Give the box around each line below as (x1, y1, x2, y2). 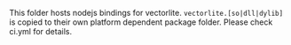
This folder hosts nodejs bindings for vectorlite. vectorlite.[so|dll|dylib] (9, 8, 284, 18)
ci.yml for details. (9, 26, 73, 36)
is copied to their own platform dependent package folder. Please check (9, 17, 273, 27)
